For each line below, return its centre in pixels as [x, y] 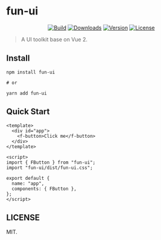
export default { [28, 178]
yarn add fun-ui [27, 93]
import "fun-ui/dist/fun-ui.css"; [50, 168]
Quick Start [28, 112]
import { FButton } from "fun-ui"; [51, 162]
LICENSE [23, 217]
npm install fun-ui [31, 72]
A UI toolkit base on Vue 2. [54, 39]
